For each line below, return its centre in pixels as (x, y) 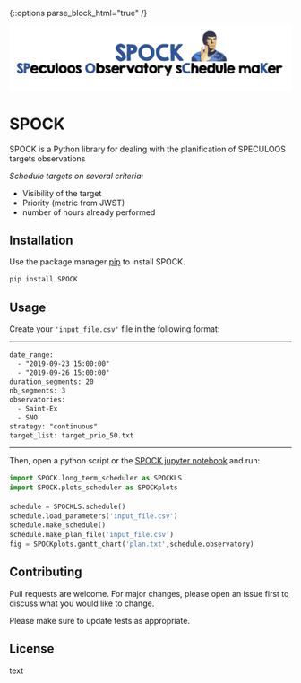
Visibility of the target (62, 193)
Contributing (46, 572)
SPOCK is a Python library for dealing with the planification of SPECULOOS (148, 149)
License (32, 649)
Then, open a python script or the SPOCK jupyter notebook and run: (135, 461)
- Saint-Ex (38, 409)
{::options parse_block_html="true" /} (78, 13)
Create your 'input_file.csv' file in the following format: (115, 329)
